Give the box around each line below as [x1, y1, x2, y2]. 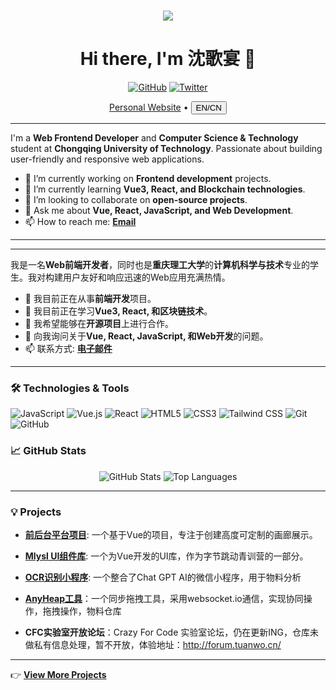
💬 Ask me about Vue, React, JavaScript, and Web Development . [24, 205, 294, 217]
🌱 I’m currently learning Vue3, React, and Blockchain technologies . [24, 183, 306, 195]
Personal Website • [109, 101, 189, 114]
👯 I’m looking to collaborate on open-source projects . [24, 194, 248, 206]
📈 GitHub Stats [10, 444, 87, 458]
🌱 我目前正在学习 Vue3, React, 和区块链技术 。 [24, 305, 213, 317]
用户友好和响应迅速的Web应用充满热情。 [62, 271, 231, 284]
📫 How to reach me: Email [24, 216, 137, 228]
